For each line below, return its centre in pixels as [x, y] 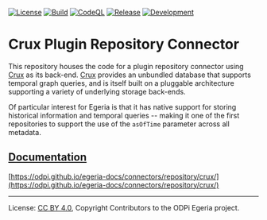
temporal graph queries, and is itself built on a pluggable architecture [121, 83]
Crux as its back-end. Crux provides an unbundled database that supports [130, 75]
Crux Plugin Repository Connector [124, 44]
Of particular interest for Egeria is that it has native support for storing [122, 106]
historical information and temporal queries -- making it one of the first [124, 115]
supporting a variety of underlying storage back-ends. [97, 91]
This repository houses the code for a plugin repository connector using [126, 66]
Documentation [48, 158]
